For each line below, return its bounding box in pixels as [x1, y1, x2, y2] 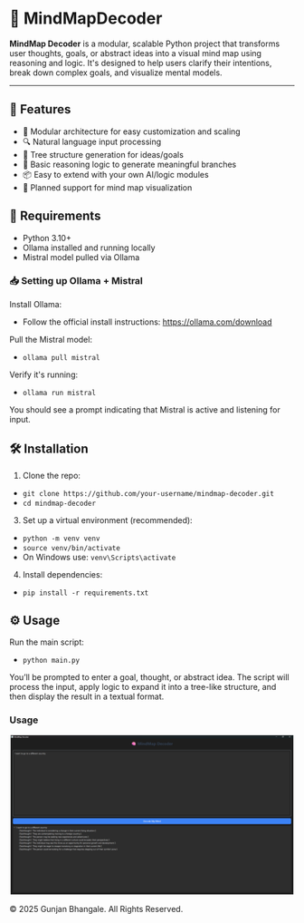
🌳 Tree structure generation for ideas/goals [22, 149, 184, 160]
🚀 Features [9, 102, 71, 117]
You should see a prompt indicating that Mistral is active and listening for [9, 403, 280, 415]
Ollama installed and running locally [22, 242, 156, 253]
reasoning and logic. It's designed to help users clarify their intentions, [9, 57, 272, 68]
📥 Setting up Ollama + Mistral [9, 275, 143, 287]
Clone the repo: [22, 470, 81, 481]
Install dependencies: [22, 568, 103, 579]
